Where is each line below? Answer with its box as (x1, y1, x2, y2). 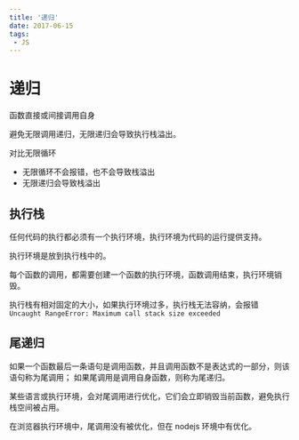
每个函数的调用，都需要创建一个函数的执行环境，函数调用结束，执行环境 (9, 269, 274, 280)
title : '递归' (9, 12, 60, 22)
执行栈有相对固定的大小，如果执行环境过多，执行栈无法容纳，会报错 (9, 300, 259, 309)
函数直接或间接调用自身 (9, 110, 95, 121)
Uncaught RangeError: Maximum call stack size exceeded (9, 309, 221, 318)
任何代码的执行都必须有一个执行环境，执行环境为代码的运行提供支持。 (9, 232, 267, 242)
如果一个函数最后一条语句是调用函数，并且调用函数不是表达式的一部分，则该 (9, 361, 290, 372)
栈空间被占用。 (9, 402, 64, 412)
